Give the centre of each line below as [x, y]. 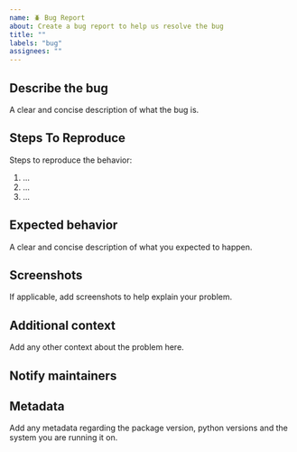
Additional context [62, 325]
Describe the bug [59, 88]
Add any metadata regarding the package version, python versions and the [149, 428]
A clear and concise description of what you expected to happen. [131, 247]
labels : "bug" [36, 43]
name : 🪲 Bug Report [47, 18]
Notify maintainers [63, 376]
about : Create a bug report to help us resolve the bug [116, 26]
